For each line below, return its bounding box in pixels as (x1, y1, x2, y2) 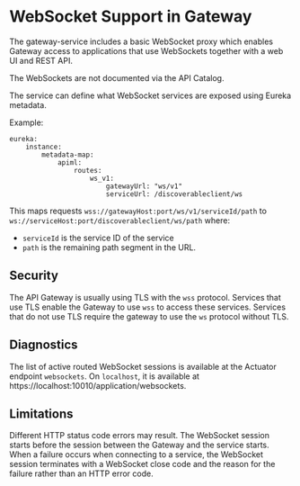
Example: (9, 117, 44, 128)
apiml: (57, 157, 83, 167)
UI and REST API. (9, 55, 74, 66)
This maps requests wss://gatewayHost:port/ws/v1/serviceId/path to (9, 205, 268, 216)
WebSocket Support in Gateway (9, 6, 252, 27)
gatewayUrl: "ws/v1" (105, 182, 182, 191)
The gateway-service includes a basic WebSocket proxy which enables (9, 36, 274, 47)
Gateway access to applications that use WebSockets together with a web (9, 45, 284, 56)
